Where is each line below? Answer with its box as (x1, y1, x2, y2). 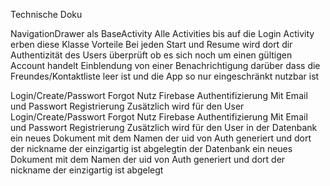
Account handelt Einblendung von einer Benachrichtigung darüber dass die (10, 60, 321, 71)
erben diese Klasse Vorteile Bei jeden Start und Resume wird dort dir (10, 39, 293, 50)
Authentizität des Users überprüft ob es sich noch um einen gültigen (10, 49, 293, 61)
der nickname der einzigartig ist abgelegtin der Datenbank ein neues (10, 143, 293, 154)
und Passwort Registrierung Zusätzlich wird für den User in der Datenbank (10, 122, 318, 133)
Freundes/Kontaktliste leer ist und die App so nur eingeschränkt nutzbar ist (10, 70, 320, 82)
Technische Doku (10, 9, 83, 20)
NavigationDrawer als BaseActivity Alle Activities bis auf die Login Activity (10, 28, 315, 39)
